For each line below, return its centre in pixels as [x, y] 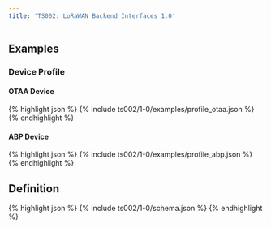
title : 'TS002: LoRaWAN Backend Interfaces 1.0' [92, 16]
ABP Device [29, 136]
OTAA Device [31, 91]
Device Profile [37, 71]
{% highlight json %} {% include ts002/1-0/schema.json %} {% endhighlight [135, 209]
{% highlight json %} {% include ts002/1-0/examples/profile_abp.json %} [131, 154]
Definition [34, 189]
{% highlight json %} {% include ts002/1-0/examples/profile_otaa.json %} [131, 110]
